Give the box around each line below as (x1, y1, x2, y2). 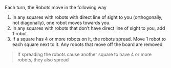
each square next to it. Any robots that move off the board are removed (12, 41, 163, 48)
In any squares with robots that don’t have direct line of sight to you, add (12, 25, 165, 31)
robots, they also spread (17, 57, 69, 63)
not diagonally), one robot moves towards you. (12, 20, 111, 26)
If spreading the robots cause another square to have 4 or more (17, 51, 152, 57)
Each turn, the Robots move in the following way (5, 5, 107, 10)
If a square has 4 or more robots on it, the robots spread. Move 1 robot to (12, 36, 166, 42)
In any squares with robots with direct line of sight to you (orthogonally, (12, 14, 163, 20)
